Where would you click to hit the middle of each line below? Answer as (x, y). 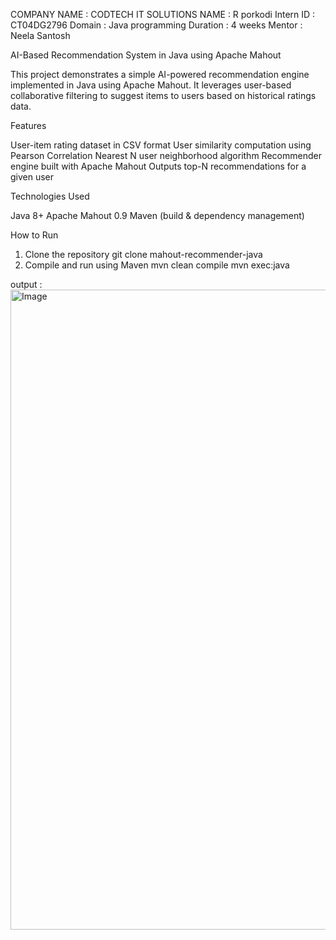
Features (28, 125)
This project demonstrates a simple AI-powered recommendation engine (160, 74)
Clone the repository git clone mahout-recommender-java (143, 254)
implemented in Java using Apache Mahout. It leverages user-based (151, 85)
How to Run (34, 235)
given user (32, 177)
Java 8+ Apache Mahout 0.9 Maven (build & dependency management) (157, 215)
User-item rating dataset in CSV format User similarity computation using (161, 145)
